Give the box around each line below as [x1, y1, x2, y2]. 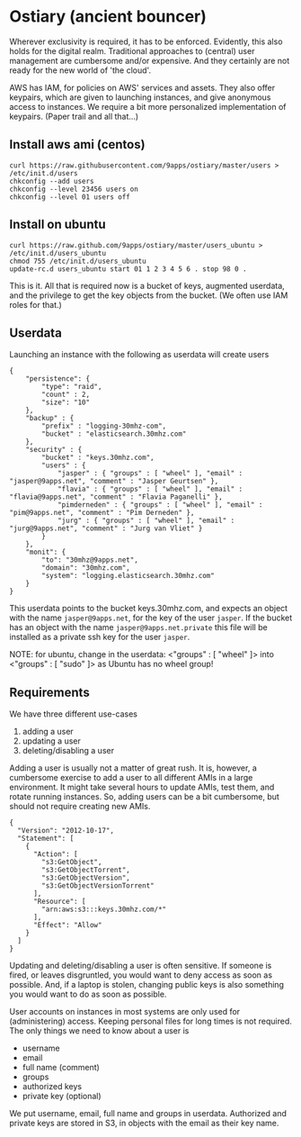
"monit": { [25, 547, 66, 557]
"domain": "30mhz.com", [41, 564, 130, 573]
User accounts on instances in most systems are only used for [9, 1006, 241, 1017]
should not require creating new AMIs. [9, 801, 151, 812]
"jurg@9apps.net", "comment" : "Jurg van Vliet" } [9, 524, 203, 533]
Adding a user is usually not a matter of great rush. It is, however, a [9, 763, 258, 773]
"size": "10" [41, 398, 91, 407]
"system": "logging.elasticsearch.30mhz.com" [41, 572, 216, 581]
